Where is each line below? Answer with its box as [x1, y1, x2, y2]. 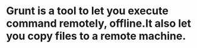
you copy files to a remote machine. [6, 30, 186, 43]
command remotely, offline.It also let [6, 17, 192, 30]
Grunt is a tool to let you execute [6, 4, 169, 18]
